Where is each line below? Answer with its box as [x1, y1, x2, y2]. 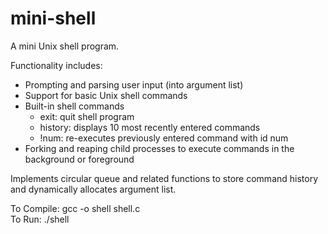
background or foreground [24, 153, 135, 165]
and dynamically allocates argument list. [10, 183, 177, 195]
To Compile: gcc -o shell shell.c [10, 202, 141, 214]
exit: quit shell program [39, 110, 135, 122]
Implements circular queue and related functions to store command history [10, 172, 319, 184]
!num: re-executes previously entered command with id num [39, 132, 289, 144]
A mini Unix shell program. [10, 40, 120, 52]
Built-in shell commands [24, 100, 125, 112]
